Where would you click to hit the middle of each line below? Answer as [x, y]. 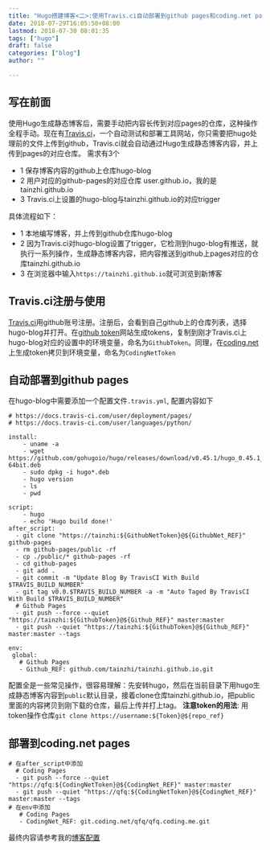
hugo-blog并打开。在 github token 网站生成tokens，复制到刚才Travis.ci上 [128, 332]
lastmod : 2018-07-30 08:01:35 [59, 31]
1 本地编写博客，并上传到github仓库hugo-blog [96, 233]
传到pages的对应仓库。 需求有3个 [64, 153]
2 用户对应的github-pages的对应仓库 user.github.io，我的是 [118, 180]
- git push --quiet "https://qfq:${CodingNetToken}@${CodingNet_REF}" [136, 792]
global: [25, 655]
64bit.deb [25, 466]
